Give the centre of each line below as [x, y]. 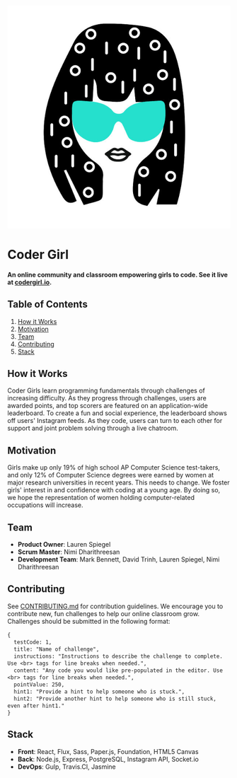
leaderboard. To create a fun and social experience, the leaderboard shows [117, 413]
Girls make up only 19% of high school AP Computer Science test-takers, [114, 468]
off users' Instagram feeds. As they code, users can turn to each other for [115, 421]
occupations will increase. [45, 505]
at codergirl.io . [30, 282]
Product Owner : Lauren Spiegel [64, 545]
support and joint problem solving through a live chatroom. [93, 428]
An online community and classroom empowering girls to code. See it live [118, 274]
